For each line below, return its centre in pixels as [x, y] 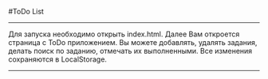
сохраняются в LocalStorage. [58, 59]
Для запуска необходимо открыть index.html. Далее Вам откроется [124, 34]
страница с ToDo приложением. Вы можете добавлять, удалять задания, [133, 42]
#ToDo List [26, 11]
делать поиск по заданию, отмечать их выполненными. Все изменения [130, 51]
